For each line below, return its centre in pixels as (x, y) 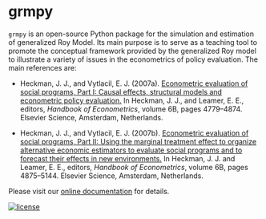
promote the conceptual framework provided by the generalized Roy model (132, 51)
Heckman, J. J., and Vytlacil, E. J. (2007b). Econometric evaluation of (134, 133)
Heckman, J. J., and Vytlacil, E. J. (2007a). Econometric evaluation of (134, 83)
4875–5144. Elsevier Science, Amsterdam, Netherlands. (112, 176)
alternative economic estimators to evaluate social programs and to (131, 150)
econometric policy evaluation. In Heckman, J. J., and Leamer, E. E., (132, 100)
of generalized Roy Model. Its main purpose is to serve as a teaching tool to (133, 42)
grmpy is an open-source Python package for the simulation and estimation (131, 34)
